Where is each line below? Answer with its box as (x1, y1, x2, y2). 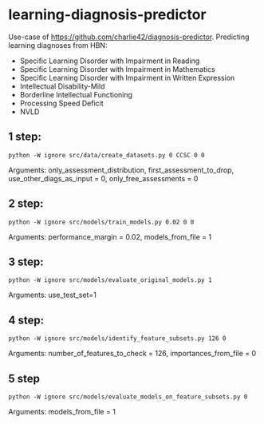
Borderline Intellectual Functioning (19, 89, 133, 99)
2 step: (8, 197, 44, 211)
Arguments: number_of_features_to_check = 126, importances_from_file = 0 (8, 349, 257, 359)
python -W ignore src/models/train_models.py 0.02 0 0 (8, 218, 195, 226)
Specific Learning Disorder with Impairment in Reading (19, 56, 200, 65)
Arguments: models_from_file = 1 (8, 407, 116, 416)
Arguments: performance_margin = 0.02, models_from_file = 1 (8, 232, 212, 241)
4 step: (8, 313, 45, 327)
